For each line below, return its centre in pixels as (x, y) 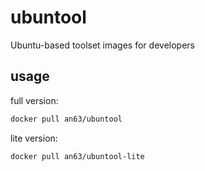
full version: (34, 100)
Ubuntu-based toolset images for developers (102, 45)
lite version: (34, 138)
